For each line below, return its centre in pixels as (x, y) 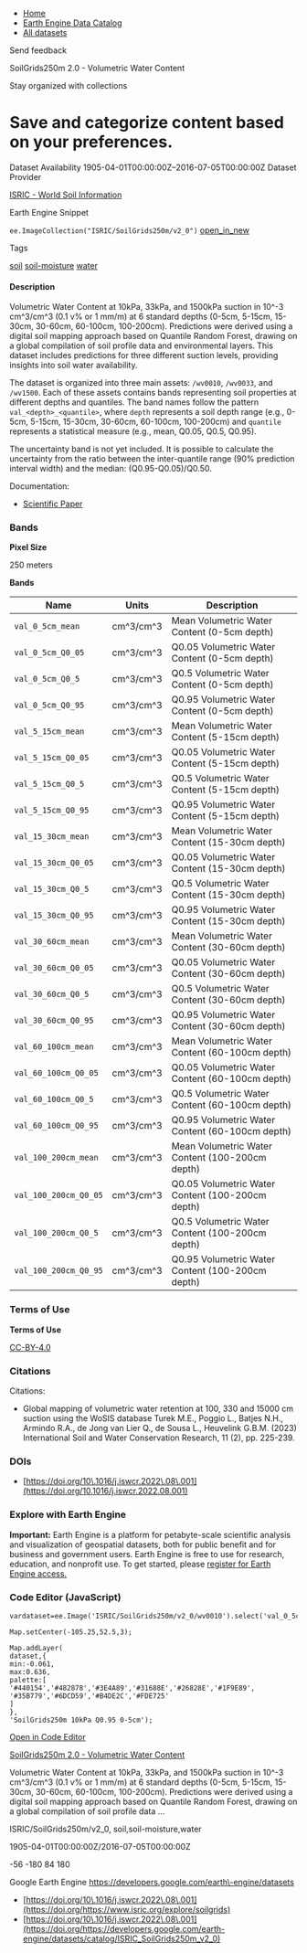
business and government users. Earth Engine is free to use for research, (147, 1554)
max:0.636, (30, 1672)
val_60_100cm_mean (54, 1047)
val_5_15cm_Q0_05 (52, 758)
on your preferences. (91, 142)
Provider (26, 176)
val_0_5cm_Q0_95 (49, 706)
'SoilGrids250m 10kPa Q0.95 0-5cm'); (81, 1720)
